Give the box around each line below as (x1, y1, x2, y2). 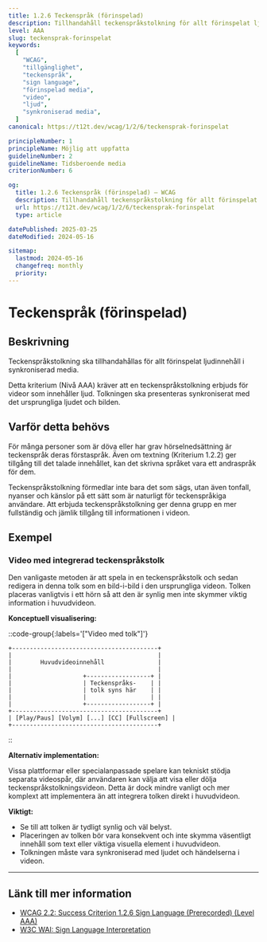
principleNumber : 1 (8, 137, 73, 145)
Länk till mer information (8, 886, 133, 901)
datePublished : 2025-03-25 (8, 225, 98, 234)
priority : (15, 269, 48, 277)
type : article (15, 210, 62, 219)
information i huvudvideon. (8, 599, 97, 608)
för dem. (8, 467, 37, 477)
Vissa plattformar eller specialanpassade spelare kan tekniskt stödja (8, 766, 231, 775)
